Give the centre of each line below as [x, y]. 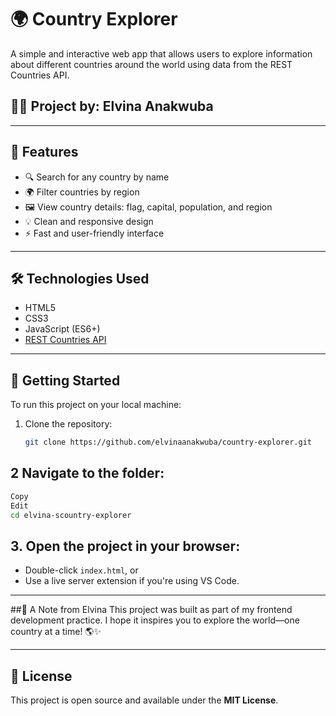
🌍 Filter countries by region [82, 192]
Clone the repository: [68, 424]
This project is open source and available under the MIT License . [144, 700]
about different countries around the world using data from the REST [151, 64]
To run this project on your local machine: [96, 405]
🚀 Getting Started [65, 380]
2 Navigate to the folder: [87, 473]
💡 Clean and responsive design [89, 221]
